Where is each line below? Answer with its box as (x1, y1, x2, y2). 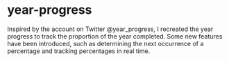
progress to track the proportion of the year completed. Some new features (7, 32, 223, 40)
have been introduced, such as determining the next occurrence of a (7, 39, 204, 48)
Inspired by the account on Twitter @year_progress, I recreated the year (7, 25, 214, 33)
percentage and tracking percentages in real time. (7, 47, 151, 55)
